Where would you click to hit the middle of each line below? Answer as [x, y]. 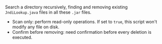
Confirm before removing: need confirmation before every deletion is [82, 32]
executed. [22, 37]
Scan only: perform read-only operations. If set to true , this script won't [85, 22]
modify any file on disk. [36, 27]
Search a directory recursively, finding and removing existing [67, 7]
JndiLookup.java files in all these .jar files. [48, 12]
